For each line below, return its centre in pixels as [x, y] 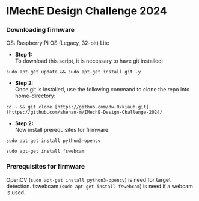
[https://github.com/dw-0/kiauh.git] [102, 107]
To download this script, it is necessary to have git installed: [89, 61]
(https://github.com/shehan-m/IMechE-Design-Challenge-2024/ [84, 113]
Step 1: [24, 55]
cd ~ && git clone [29, 107]
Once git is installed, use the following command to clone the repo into [102, 90]
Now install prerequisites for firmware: [62, 130]
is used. [16, 192]
